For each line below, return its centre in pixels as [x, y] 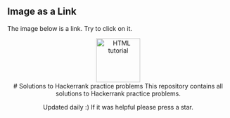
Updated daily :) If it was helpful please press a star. [118, 107]
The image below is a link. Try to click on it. [70, 28]
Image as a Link [42, 12]
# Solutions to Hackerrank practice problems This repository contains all [118, 86]
